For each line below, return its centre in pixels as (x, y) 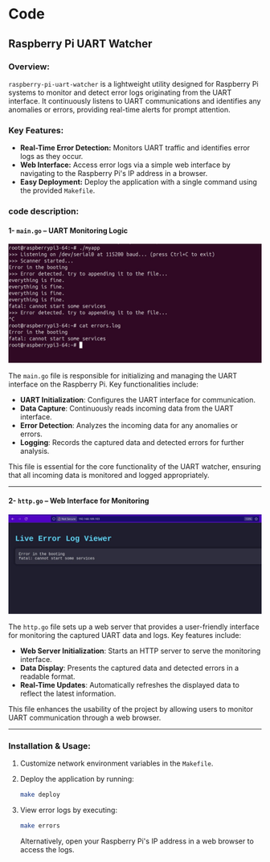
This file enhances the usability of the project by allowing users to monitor (131, 709)
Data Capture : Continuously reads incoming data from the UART (127, 408)
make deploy (40, 795)
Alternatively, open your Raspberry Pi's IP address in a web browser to (137, 841)
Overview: (29, 67)
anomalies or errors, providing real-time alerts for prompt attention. (119, 109)
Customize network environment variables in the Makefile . (117, 763)
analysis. (35, 451)
